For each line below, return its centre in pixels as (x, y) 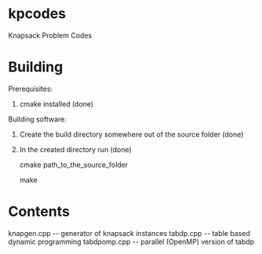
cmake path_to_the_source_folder (74, 165)
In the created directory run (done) (75, 149)
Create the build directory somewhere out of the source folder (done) (131, 134)
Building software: (37, 119)
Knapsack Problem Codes (50, 35)
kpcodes (37, 14)
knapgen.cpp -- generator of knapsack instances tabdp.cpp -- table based (129, 233)
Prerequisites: (31, 89)
